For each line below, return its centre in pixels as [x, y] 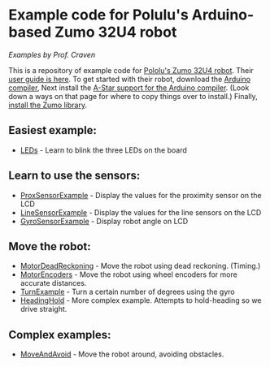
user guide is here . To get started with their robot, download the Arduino [129, 79]
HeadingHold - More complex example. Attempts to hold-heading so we [141, 300]
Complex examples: [60, 335]
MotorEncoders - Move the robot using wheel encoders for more [128, 274]
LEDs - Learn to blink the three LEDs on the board [103, 150]
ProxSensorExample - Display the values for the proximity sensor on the [141, 195]
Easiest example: [53, 130]
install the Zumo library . [48, 105]
